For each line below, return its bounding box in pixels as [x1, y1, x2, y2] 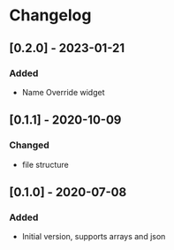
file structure [21, 159, 69, 170]
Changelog [9, 5, 92, 26]
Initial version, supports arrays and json [21, 231, 166, 242]
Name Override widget [21, 87, 105, 97]
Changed [9, 139, 50, 151]
